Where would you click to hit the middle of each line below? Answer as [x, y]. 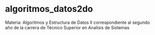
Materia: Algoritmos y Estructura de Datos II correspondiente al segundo [77, 22]
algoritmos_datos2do [49, 9]
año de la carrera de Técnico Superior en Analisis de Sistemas [67, 27]
